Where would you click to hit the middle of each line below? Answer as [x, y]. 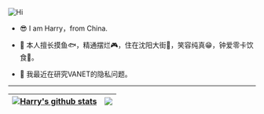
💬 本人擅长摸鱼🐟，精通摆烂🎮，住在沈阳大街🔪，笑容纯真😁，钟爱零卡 [133, 45]
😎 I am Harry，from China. [64, 28]
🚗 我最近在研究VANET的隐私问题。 [75, 74]
